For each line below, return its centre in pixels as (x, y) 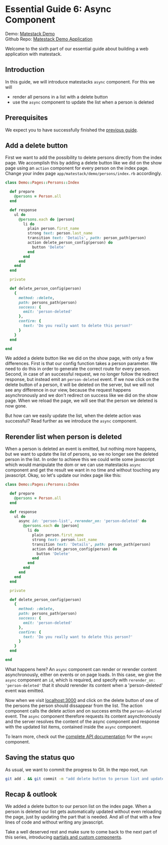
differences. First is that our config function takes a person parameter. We (81, 363)
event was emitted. (25, 690)
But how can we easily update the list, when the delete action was (73, 415)
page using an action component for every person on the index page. (77, 168)
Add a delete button (36, 145)
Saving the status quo (40, 758)
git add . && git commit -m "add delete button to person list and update (85, 778)
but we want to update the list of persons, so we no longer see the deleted (82, 454)
